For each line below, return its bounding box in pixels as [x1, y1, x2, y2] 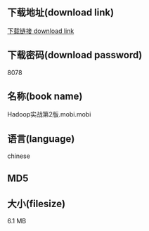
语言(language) [7, 133, 75, 145]
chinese [7, 152, 30, 160]
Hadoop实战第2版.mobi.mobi [7, 110, 91, 119]
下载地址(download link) [7, 6, 115, 19]
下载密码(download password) [7, 49, 143, 61]
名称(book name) [7, 91, 83, 103]
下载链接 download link [7, 27, 74, 35]
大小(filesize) [7, 198, 65, 210]
